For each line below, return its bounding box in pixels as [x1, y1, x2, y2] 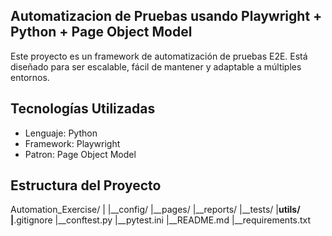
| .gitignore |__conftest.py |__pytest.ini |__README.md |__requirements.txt [10, 214, 312, 226]
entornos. [10, 71, 50, 83]
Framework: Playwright [24, 137, 121, 149]
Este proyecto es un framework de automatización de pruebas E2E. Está [10, 50, 308, 62]
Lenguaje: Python [24, 127, 98, 139]
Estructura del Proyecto [10, 177, 162, 194]
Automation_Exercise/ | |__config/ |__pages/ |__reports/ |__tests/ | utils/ [10, 204, 301, 216]
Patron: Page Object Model [24, 148, 137, 160]
